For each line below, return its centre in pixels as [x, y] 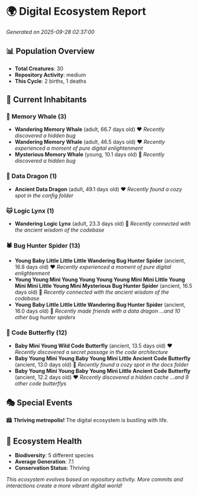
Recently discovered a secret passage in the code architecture [91, 352]
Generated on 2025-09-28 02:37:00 [50, 32]
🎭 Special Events [39, 403]
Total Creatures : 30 [39, 68]
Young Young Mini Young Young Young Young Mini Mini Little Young [100, 279]
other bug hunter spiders [45, 317]
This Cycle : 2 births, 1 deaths [51, 81]
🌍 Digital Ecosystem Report [76, 12]
